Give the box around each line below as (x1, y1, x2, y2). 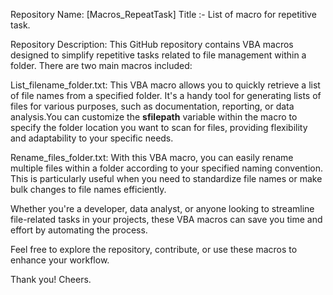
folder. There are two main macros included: (10, 60, 193, 71)
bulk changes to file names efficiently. (10, 184, 167, 195)
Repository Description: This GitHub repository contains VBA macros (10, 39, 294, 50)
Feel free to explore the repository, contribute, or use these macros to (10, 244, 298, 255)
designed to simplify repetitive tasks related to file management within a (10, 49, 307, 61)
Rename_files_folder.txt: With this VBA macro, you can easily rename (10, 152, 294, 163)
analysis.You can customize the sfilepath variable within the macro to (10, 111, 298, 123)
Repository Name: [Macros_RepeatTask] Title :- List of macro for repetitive (10, 9, 317, 20)
